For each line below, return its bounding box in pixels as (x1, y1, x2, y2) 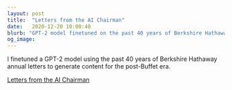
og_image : (7, 36, 36, 43)
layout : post (7, 10, 45, 17)
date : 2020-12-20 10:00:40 (7, 23, 91, 30)
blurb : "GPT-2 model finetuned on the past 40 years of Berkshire (7, 29, 202, 37)
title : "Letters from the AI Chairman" (7, 17, 126, 24)
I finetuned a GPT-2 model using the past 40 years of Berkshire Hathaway (7, 55, 217, 63)
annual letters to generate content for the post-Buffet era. (7, 62, 171, 71)
